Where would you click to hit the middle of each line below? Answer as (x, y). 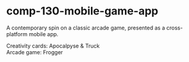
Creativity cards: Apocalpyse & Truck (53, 46)
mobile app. (44, 34)
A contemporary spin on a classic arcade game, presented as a (86, 28)
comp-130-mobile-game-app (82, 11)
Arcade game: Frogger (35, 52)
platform (17, 34)
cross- (174, 28)
